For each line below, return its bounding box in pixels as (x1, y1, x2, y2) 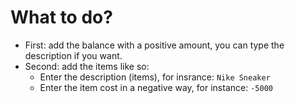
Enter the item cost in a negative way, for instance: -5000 (39, 81, 273, 93)
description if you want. (24, 49, 123, 61)
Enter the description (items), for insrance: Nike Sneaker (39, 71, 271, 83)
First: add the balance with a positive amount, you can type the (24, 39, 285, 51)
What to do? (10, 6, 113, 29)
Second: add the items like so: (24, 60, 150, 72)
